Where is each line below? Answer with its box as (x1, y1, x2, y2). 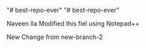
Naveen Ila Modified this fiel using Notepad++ (6, 19, 140, 27)
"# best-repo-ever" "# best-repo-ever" (6, 6, 120, 14)
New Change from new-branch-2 (6, 33, 103, 41)
